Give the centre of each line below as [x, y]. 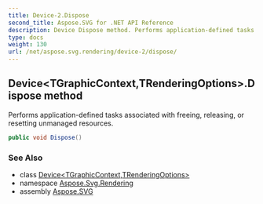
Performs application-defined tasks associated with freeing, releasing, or [126, 115]
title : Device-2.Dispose [49, 15]
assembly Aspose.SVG [56, 191]
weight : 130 [27, 45]
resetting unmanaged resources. [61, 123]
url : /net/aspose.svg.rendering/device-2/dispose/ [93, 52]
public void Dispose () [45, 137]
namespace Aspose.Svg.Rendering [76, 183]
